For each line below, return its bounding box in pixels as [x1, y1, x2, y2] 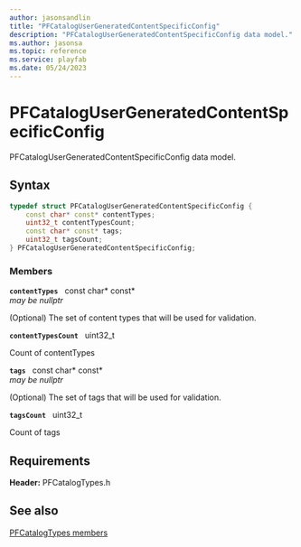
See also [9, 503, 59, 519]
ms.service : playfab [9, 55, 88, 64]
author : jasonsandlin [9, 13, 91, 23]
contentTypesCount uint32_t [9, 330, 116, 341]
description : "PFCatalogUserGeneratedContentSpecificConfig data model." [9, 30, 294, 39]
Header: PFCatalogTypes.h [9, 477, 111, 487]
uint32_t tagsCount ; [25, 236, 103, 245]
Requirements [9, 453, 90, 468]
